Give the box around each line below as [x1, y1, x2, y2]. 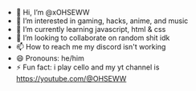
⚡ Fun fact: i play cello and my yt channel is [15, 62, 160, 72]
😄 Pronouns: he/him [15, 53, 84, 63]
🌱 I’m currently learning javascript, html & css [15, 25, 166, 34]
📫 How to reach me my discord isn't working [15, 42, 166, 51]
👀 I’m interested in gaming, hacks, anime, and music [15, 16, 189, 26]
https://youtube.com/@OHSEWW [15, 74, 127, 83]
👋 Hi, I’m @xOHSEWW [15, 8, 90, 17]
